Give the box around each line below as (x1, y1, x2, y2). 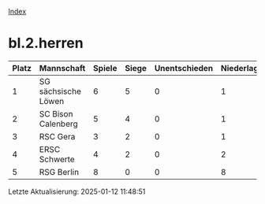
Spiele (93, 62, 118, 73)
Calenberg (39, 118, 79, 129)
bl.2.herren (8, 35, 84, 52)
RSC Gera (39, 131, 76, 142)
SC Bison (39, 108, 73, 119)
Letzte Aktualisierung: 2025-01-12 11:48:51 (8, 187, 146, 196)
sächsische (39, 86, 81, 97)
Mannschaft (39, 62, 86, 73)
